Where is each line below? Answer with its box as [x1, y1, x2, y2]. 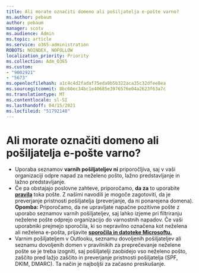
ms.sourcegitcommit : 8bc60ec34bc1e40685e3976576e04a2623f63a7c [6, 86, 166, 92]
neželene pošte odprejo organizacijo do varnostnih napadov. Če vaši [14, 216, 183, 223]
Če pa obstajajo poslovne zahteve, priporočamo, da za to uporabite [14, 185, 180, 192]
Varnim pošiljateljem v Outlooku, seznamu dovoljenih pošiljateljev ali [14, 235, 181, 242]
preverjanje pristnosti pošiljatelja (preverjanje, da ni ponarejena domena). [14, 197, 194, 205]
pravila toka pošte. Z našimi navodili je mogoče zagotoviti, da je [14, 191, 171, 198]
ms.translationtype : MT [6, 91, 65, 97]
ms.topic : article [6, 36, 52, 42]
